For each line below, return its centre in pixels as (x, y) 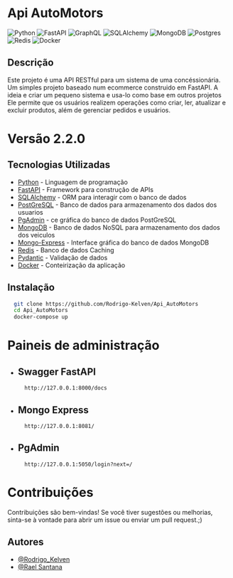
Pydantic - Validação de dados (63, 257)
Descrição (31, 63)
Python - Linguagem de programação (72, 182)
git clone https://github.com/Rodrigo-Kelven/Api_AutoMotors (106, 304)
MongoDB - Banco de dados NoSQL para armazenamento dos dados (119, 227)
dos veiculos (36, 235)
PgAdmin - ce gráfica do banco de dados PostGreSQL (97, 220)
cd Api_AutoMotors (41, 311)
